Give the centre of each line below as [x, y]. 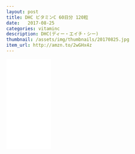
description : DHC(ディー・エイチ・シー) [52, 34]
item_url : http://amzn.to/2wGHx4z [49, 46]
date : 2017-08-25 [30, 23]
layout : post [22, 12]
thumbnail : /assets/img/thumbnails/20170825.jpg [68, 40]
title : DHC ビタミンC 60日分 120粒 [47, 17]
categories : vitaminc [33, 28]
